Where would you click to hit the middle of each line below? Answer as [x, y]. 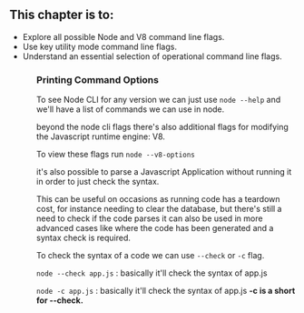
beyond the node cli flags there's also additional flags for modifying [162, 127]
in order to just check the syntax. [98, 182]
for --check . [59, 300]
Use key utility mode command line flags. [99, 46]
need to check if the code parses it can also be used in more [149, 218]
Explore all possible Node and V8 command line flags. [123, 36]
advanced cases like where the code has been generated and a [155, 228]
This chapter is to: [62, 15]
